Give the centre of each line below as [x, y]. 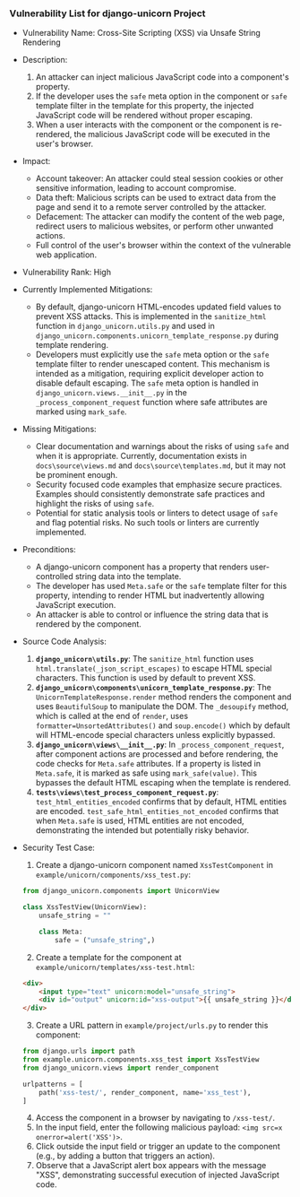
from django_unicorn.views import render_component [120, 1068]
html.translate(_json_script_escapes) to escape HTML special [154, 668]
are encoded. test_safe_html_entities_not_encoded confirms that [157, 811]
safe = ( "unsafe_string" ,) [105, 940]
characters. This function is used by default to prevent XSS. [146, 678]
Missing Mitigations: [59, 429]
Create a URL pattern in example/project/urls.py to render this [152, 1026]
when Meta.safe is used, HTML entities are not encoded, [140, 821]
